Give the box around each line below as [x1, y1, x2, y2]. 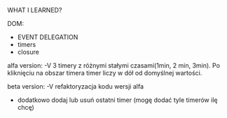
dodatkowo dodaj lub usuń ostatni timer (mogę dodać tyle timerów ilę [17, 96, 218, 104]
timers [17, 40, 36, 48]
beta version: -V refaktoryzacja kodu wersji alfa [7, 82, 144, 90]
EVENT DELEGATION [17, 33, 78, 41]
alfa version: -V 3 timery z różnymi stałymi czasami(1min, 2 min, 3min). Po [7, 61, 221, 69]
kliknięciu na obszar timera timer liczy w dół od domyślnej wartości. [7, 69, 202, 77]
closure [17, 48, 40, 56]
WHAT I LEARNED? [7, 6, 62, 14]
